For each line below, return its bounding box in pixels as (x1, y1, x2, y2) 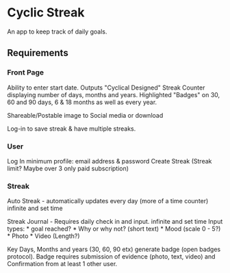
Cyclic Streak (7, 5, 85, 21)
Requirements (7, 47, 68, 59)
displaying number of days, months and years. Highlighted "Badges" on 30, (7, 90, 220, 99)
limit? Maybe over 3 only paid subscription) (7, 164, 129, 172)
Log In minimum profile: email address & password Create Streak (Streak (7, 157, 212, 165)
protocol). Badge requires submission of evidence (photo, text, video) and (7, 252, 216, 261)
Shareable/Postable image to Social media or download (7, 111, 164, 119)
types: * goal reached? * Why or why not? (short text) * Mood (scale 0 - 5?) (7, 224, 221, 233)
